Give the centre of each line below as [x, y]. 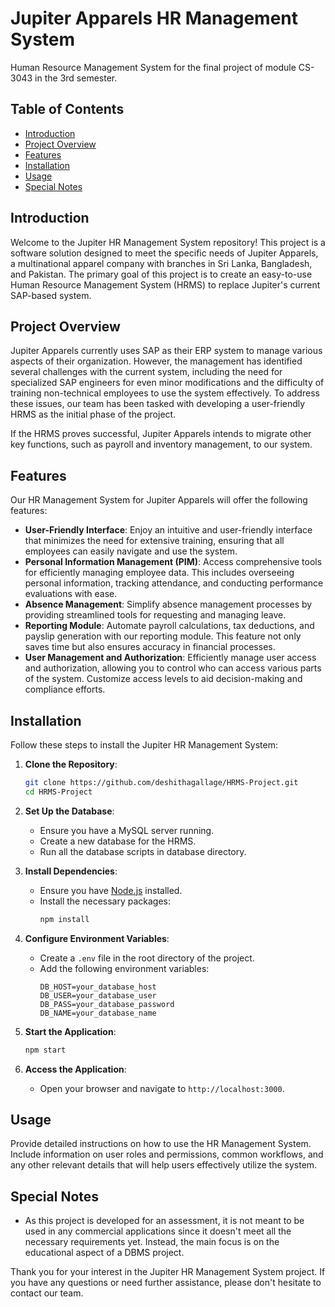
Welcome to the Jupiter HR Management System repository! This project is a [168, 242]
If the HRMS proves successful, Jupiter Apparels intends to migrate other [161, 434]
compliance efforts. [65, 689]
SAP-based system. [51, 295]
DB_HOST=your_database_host [98, 987]
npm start [45, 1050]
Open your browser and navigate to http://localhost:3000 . [162, 1088]
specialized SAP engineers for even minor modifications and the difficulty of [167, 383]
